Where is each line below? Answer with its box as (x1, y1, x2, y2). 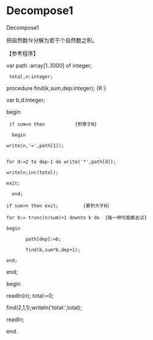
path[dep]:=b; (25, 236, 62, 242)
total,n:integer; (9, 74, 53, 80)
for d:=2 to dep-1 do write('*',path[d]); (6, 159, 116, 165)
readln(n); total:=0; (6, 292, 54, 299)
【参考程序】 (6, 50, 39, 57)
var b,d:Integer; (6, 96, 45, 104)
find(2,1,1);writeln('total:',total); (6, 304, 83, 311)
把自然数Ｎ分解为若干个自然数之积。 (6, 36, 98, 43)
